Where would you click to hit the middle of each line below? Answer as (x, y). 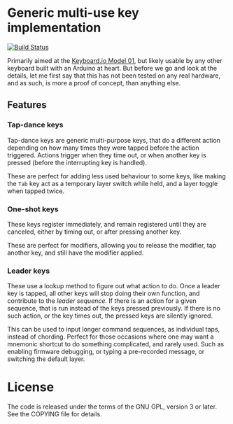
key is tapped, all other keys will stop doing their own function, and (104, 294)
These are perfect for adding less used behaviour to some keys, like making (116, 176)
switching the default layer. (46, 359)
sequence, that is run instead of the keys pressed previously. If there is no (114, 309)
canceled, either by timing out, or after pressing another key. (94, 232)
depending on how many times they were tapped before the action (103, 148)
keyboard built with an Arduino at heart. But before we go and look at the (112, 68)
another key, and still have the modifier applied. (76, 253)
